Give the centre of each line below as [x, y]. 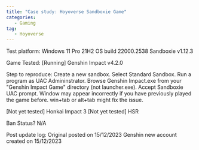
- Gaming [25, 23]
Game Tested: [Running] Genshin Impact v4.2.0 [65, 63]
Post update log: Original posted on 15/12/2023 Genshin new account [92, 135]
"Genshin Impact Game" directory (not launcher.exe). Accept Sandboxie [95, 87]
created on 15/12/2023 [34, 141]
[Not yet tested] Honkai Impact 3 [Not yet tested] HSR [73, 112]
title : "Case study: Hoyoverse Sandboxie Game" [67, 12]
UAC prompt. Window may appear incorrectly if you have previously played [99, 94]
